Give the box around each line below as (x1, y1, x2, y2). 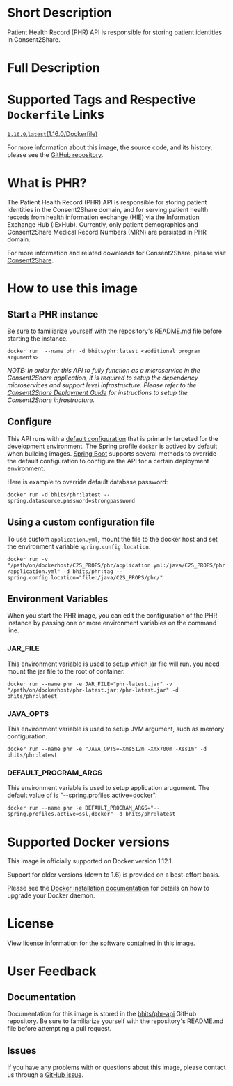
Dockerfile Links (7, 107, 104, 123)
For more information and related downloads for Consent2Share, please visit (7, 249, 227, 257)
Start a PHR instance (7, 308, 99, 320)
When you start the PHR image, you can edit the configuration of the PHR (7, 611, 218, 620)
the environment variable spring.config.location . (7, 542, 151, 551)
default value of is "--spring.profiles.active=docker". (7, 791, 158, 800)
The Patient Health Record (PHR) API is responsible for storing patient (7, 198, 207, 207)
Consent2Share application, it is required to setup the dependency (7, 373, 198, 382)
